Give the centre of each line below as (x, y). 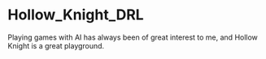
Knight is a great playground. (56, 45)
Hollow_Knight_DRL (76, 15)
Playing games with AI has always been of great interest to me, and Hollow (133, 37)
